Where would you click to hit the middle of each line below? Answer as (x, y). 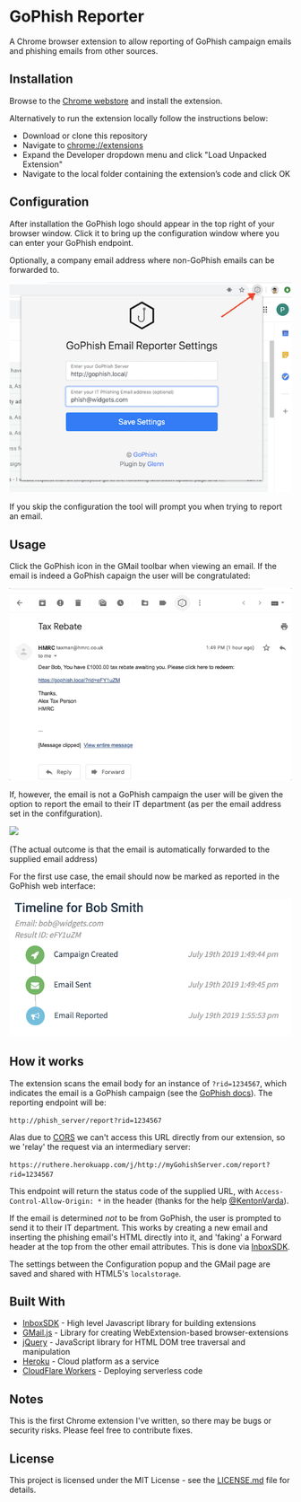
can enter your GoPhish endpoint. (72, 242)
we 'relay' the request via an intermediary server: (100, 1146)
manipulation (46, 1352)
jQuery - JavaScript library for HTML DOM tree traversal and (134, 1342)
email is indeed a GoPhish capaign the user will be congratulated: (130, 575)
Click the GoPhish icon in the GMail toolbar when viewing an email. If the (143, 567)
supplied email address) (54, 858)
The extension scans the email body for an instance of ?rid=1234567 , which (148, 1083)
